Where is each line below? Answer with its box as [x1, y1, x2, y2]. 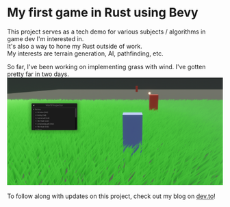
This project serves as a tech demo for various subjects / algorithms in [7, 27, 206, 36]
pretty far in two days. [7, 70, 70, 78]
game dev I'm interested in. [7, 34, 84, 42]
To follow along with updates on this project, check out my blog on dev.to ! [7, 192, 216, 200]
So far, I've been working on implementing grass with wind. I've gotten [7, 62, 206, 71]
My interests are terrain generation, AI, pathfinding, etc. [7, 49, 164, 58]
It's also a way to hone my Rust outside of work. [7, 42, 142, 50]
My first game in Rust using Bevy [7, 5, 199, 21]
